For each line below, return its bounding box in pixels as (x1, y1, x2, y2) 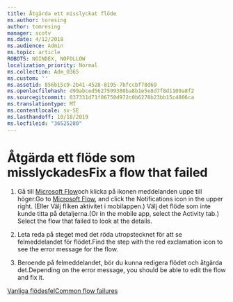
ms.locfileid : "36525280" (7, 119, 82, 127)
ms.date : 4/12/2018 (7, 36, 64, 43)
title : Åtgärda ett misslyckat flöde (7, 10, 117, 17)
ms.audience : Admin (7, 42, 64, 49)
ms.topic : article (7, 49, 61, 56)
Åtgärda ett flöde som (7, 150, 136, 165)
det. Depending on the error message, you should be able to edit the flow (17, 266, 226, 274)
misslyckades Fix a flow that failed (7, 165, 208, 181)
